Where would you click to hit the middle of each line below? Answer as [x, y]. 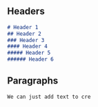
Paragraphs [33, 81]
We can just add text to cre [49, 97]
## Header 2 [24, 34]
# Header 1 [23, 27]
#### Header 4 [28, 47]
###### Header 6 [30, 59]
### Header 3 [26, 40]
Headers [26, 11]
